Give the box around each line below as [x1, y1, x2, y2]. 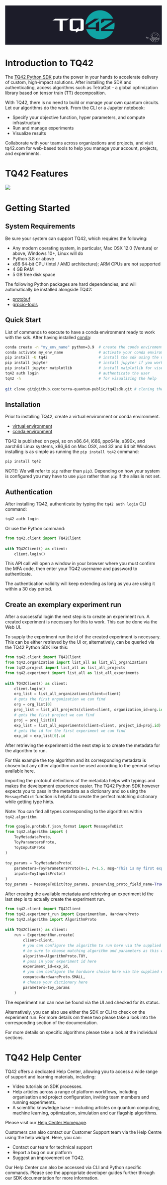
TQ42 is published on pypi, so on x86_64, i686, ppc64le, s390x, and [5, 438, 145, 444]
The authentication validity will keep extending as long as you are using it [5, 581, 155, 587]
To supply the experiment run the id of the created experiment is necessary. [5, 634, 161, 640]
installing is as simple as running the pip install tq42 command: [5, 449, 139, 455]
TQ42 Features [5, 168, 69, 179]
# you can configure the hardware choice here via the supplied [23, 969, 159, 974]
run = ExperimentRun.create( [14, 933, 75, 938]
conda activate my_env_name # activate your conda [5, 350, 146, 355]
